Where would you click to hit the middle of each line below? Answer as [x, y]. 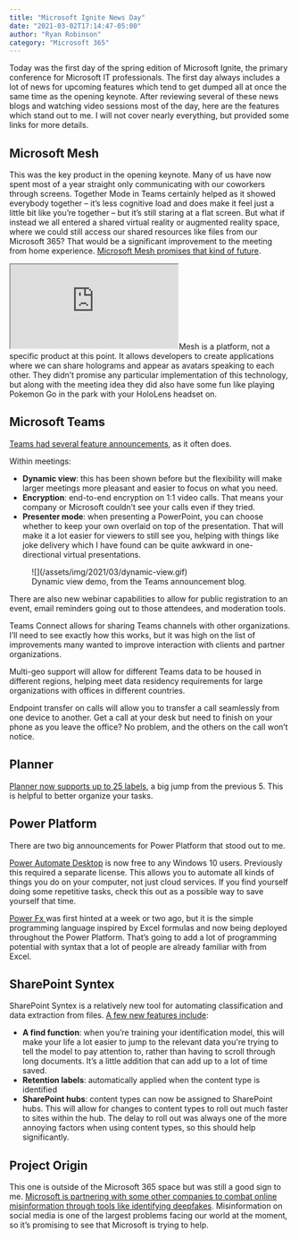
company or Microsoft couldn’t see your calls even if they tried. [139, 507]
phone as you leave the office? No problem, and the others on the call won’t [149, 727]
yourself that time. [43, 901]
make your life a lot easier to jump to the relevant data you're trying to [150, 1042]
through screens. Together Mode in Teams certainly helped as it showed [143, 194]
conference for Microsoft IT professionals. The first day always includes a [145, 78]
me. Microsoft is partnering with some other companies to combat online [143, 1197]
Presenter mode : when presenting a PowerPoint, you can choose [142, 517]
